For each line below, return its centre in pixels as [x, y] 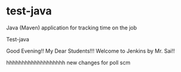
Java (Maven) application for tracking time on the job [72, 28]
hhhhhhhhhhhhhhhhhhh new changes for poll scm [68, 62]
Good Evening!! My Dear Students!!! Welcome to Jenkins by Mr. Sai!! [90, 51]
